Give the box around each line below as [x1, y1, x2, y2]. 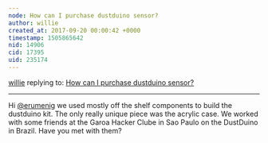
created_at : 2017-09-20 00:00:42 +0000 [8, 26, 141, 34]
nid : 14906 [8, 41, 45, 49]
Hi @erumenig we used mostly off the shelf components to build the [8, 100, 233, 110]
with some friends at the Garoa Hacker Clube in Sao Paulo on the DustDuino [8, 117, 258, 127]
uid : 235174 [8, 56, 48, 64]
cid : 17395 [8, 48, 45, 56]
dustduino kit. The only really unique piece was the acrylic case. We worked [8, 109, 258, 118]
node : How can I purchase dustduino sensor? [8, 11, 159, 20]
